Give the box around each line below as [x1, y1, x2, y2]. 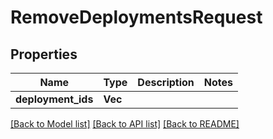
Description [137, 76, 195, 89]
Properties [10, 46, 78, 63]
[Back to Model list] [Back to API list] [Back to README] [10, 118, 240, 130]
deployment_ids [15, 92, 94, 106]
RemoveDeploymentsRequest [10, 6, 263, 29]
